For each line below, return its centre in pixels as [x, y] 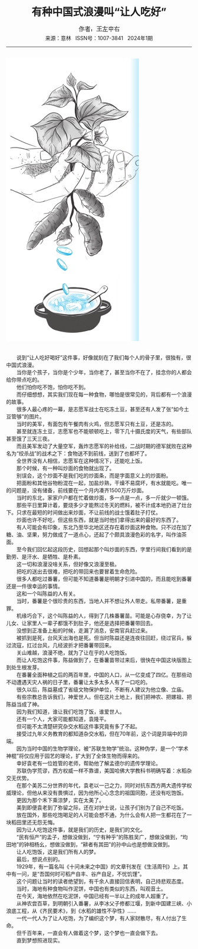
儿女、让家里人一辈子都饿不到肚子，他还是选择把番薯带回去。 [81, 623]
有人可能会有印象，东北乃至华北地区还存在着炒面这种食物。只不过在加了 [104, 527]
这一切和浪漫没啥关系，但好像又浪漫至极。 [68, 564]
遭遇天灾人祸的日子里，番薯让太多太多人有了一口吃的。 [83, 682]
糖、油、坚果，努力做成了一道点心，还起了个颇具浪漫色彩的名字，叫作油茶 [96, 534]
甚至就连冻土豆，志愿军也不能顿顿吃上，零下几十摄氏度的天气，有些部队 [104, 431]
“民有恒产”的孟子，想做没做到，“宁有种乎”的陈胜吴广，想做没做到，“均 [102, 837]
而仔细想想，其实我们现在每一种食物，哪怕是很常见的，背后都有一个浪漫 [104, 394]
